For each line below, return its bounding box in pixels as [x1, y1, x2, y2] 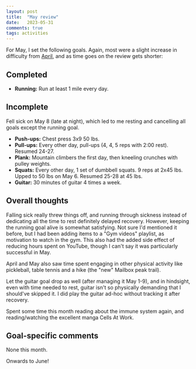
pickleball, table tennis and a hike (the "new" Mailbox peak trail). [6, 266, 161, 273]
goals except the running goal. [6, 124, 80, 131]
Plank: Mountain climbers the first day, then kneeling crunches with [14, 153, 178, 161]
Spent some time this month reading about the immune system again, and [6, 307, 184, 315]
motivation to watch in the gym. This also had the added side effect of [6, 236, 175, 243]
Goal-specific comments [6, 330, 99, 340]
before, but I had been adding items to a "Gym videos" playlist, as [6, 230, 165, 237]
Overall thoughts [6, 196, 69, 206]
